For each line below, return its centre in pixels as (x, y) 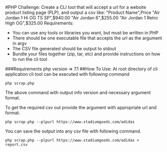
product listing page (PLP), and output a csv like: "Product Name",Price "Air (83, 12)
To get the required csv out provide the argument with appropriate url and (81, 107)
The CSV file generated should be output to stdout (64, 49)
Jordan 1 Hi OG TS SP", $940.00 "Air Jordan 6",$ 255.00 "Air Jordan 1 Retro (82, 18)
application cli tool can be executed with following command (67, 74)
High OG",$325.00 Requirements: (39, 23)
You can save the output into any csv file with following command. (73, 131)
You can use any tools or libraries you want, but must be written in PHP (85, 33)
